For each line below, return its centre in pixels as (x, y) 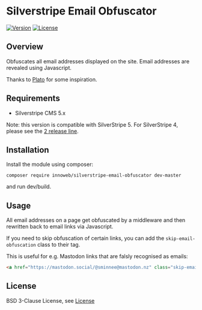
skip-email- (180, 239)
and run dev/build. (29, 187)
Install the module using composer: (50, 165)
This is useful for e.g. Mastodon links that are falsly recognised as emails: (97, 256)
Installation (28, 150)
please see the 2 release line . (43, 131)
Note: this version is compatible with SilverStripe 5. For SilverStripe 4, (92, 124)
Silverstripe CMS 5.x (40, 113)
